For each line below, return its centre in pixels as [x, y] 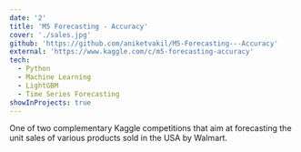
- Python [34, 69]
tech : [20, 60]
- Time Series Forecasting [69, 94]
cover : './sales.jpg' [50, 35]
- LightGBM [38, 86]
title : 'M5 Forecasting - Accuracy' [79, 26]
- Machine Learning [55, 77]
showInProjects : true [50, 102]
